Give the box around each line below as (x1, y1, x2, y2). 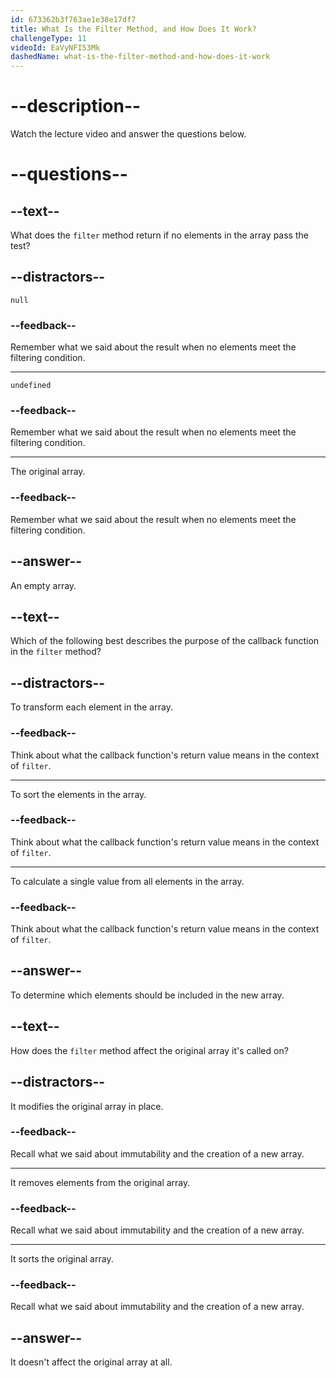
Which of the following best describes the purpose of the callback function (10, 635, 320, 647)
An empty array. (10, 579, 77, 591)
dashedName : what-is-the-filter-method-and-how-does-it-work (10, 52, 271, 62)
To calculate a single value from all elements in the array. (10, 875, 245, 887)
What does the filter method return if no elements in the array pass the (10, 229, 309, 241)
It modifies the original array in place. (10, 1100, 164, 1112)
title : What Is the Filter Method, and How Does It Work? (10, 24, 257, 34)
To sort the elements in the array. (10, 788, 147, 800)
